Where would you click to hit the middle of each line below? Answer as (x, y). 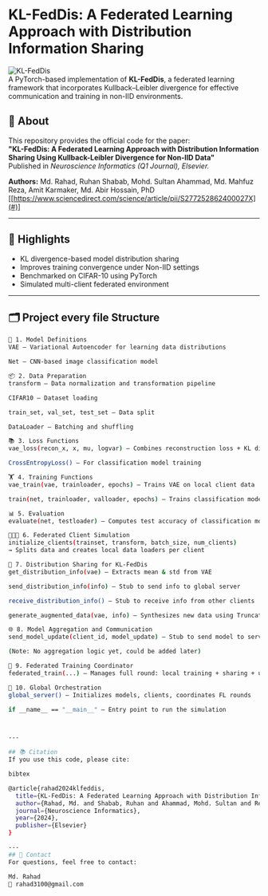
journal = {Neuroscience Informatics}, (78, 811)
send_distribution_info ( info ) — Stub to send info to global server (124, 586)
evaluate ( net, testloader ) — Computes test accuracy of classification (130, 521)
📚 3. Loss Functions (44, 441)
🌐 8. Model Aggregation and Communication (81, 630)
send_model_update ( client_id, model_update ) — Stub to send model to (126, 637)
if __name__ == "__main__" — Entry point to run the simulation (117, 709)
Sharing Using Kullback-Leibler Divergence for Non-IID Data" (112, 157)
